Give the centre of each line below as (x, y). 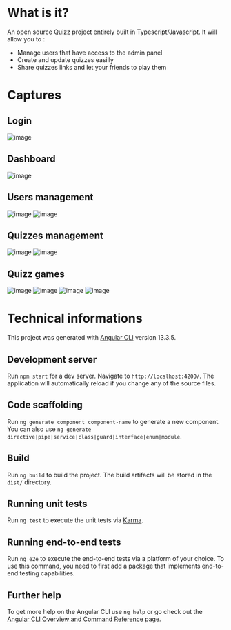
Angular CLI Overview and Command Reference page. (84, 619)
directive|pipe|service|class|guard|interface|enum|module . (94, 436)
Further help (34, 595)
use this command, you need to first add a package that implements (104, 566)
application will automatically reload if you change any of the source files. (111, 383)
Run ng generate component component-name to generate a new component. (114, 421)
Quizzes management (55, 235)
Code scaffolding (45, 405)
